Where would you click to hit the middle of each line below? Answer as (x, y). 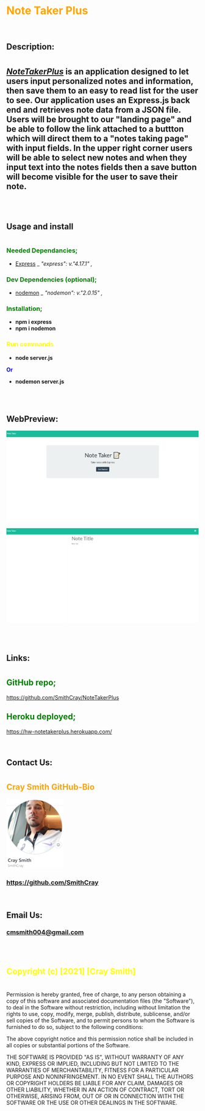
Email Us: (24, 915)
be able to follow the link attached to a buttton (95, 129)
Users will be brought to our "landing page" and (99, 119)
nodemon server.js (40, 381)
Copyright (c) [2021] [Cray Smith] (71, 972)
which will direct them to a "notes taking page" (98, 138)
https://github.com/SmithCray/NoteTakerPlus (63, 697)
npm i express (33, 322)
